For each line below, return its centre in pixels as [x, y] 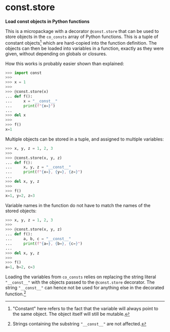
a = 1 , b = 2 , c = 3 [20, 267]
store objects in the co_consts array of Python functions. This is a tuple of [82, 37]
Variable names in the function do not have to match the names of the [78, 205]
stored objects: [21, 211]
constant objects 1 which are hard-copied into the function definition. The [81, 42]
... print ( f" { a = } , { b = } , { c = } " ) [44, 243]
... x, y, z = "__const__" [38, 167]
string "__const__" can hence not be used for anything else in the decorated [85, 288]
